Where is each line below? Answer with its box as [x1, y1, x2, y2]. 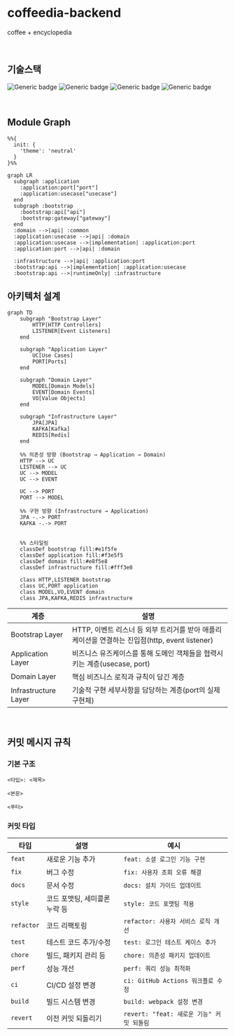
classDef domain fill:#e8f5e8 [20, 558, 108, 565]
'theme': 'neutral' [20, 147, 77, 155]
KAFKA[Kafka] [32, 425, 71, 433]
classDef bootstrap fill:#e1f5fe [20, 546, 117, 553]
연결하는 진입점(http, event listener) [99, 635, 213, 645]
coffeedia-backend [7, 5, 122, 21]
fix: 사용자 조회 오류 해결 [123, 869, 202, 877]
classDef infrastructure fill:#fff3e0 [20, 565, 133, 572]
